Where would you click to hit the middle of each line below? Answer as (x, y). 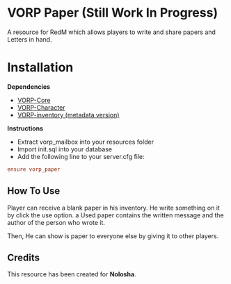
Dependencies (29, 86)
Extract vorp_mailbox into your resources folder (86, 142)
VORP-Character (41, 107)
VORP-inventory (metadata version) (68, 115)
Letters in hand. (30, 39)
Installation (40, 68)
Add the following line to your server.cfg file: (81, 156)
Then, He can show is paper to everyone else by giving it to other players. (113, 236)
